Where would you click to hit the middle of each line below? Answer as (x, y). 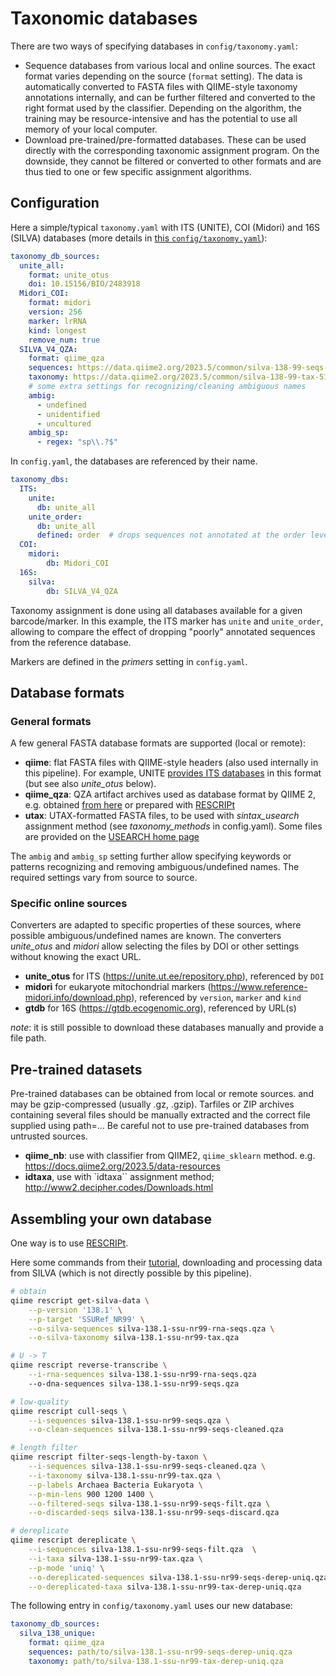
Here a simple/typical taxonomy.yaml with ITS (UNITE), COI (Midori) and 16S (165, 227)
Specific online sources (69, 904)
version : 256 (55, 312)
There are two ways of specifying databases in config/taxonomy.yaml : (154, 46)
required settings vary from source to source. (104, 878)
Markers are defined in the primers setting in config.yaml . (129, 661)
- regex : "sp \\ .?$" (77, 442)
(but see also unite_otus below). (90, 784)
